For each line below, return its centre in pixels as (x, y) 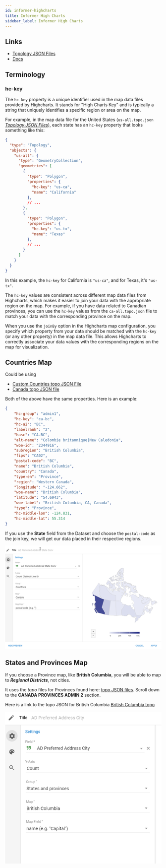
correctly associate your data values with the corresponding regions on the (82, 341)
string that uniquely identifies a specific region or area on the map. (73, 110)
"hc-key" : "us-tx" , (52, 229)
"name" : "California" (54, 192)
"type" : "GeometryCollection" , (51, 161)
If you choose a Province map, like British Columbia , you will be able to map (83, 674)
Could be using (21, 374)
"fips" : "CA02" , (31, 456)
